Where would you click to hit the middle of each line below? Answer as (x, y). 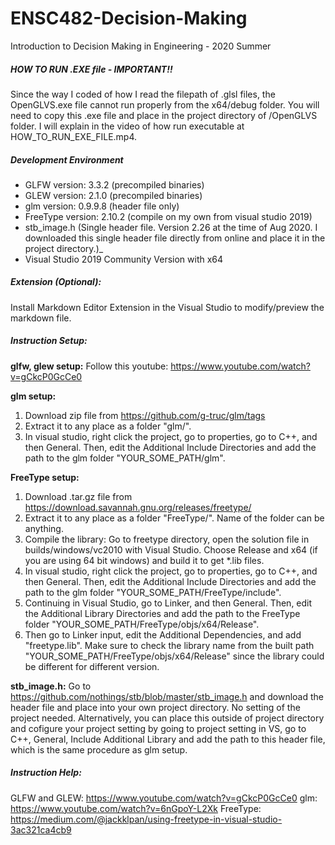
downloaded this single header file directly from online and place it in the (175, 238)
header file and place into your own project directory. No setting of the (155, 707)
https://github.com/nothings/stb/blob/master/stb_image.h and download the (167, 696)
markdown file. (41, 318)
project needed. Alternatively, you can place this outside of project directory (167, 718)
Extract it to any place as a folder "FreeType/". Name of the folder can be (174, 518)
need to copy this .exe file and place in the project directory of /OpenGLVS (164, 115)
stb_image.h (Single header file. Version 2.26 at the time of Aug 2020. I (171, 227)
